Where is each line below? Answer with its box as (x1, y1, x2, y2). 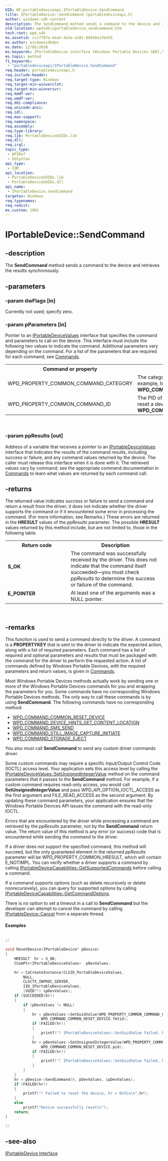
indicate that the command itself (70, 562, 146, 569)
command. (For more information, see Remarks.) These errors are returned (5, 514, 160, 520)
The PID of (137, 394, 162, 401)
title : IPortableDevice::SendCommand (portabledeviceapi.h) (5, 12, 133, 17)
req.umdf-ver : (5, 96, 35, 101)
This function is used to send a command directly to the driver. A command (5, 637, 160, 643)
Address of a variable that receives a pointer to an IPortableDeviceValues (5, 444, 156, 450)
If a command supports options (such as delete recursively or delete (5, 880, 146, 886)
